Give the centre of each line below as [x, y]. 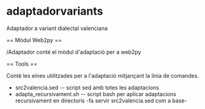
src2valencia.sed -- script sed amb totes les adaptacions [87, 88]
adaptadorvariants [55, 11]
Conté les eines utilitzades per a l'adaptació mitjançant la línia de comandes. [103, 75]
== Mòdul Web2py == [34, 40]
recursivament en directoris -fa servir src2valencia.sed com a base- [101, 100]
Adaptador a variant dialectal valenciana [57, 28]
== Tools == [22, 64]
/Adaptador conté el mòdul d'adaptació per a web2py [74, 52]
